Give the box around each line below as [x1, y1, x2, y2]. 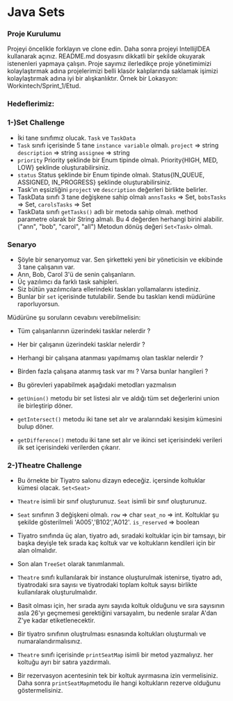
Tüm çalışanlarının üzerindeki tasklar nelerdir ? [17, 327, 151, 335]
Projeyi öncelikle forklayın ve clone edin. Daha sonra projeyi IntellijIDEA [7, 45, 211, 53]
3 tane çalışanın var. [17, 263, 75, 271]
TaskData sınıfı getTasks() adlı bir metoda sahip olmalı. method [17, 207, 198, 216]
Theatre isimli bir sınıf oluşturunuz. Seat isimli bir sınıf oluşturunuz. [17, 497, 207, 506]
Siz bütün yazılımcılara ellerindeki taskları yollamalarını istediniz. [17, 285, 200, 293]
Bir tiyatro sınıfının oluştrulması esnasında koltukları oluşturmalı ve [17, 630, 207, 638]
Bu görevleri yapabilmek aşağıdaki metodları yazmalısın [17, 380, 177, 389]
